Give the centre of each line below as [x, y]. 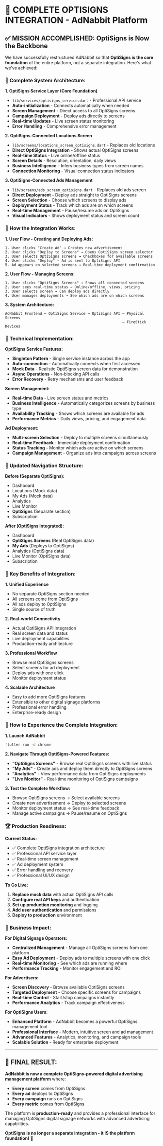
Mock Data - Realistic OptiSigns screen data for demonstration [75, 369]
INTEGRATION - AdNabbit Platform [76, 20]
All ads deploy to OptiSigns [39, 604]
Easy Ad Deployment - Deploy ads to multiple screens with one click [81, 958]
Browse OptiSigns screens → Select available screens [66, 798]
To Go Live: [16, 885]
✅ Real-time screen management [45, 859]
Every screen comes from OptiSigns [49, 1089]
